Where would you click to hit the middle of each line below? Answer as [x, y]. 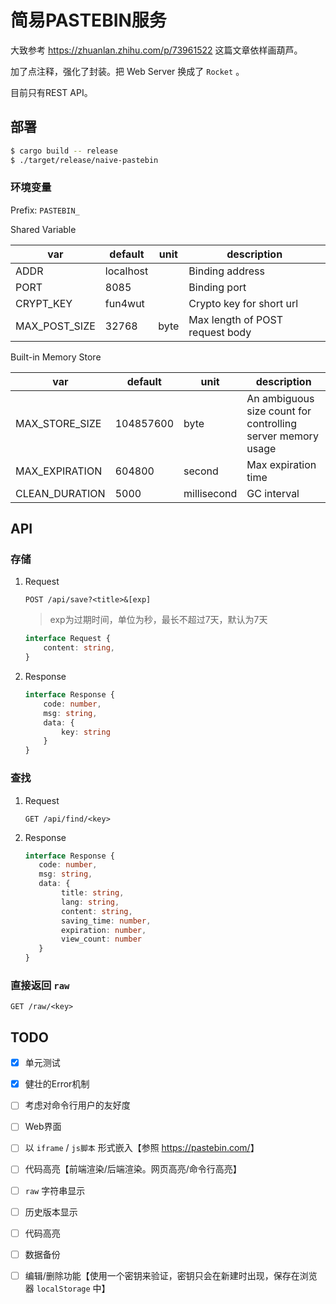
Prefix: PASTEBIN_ [45, 210]
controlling [271, 423]
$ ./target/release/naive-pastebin [84, 160]
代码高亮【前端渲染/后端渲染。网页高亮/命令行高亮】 [133, 1169]
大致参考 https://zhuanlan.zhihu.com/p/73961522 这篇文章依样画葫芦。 [156, 50]
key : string [86, 732]
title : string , [93, 893]
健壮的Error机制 [57, 1084]
